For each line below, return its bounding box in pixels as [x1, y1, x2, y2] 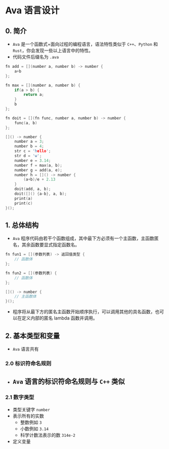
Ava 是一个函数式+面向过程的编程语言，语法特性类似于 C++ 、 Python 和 [12, 41, 158, 47]
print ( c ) [14, 201, 33, 206]
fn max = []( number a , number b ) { [5, 83, 81, 88]
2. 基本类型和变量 [5, 331, 60, 340]
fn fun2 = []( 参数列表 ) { [5, 270, 57, 276]
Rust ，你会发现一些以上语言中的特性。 [12, 47, 93, 54]
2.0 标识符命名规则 [5, 360, 52, 367]
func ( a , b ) [14, 120, 38, 126]
